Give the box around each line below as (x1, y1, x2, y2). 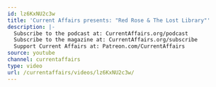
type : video (7, 62, 42, 69)
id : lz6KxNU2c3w (7, 10, 55, 18)
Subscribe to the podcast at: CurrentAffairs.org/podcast (13, 29, 189, 37)
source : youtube (7, 50, 55, 57)
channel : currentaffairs (7, 56, 81, 63)
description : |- (7, 23, 55, 30)
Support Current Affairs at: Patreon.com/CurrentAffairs (13, 43, 186, 50)
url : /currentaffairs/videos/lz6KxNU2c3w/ (7, 69, 135, 76)
